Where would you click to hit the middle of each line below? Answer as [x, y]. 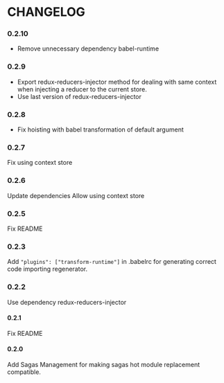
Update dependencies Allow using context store [76, 195]
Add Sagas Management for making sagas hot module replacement [104, 364]
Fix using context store [40, 163]
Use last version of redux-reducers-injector [79, 96]
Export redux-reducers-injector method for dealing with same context [117, 82]
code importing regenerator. [48, 269]
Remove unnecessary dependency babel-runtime [88, 48]
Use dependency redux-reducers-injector [67, 302]
